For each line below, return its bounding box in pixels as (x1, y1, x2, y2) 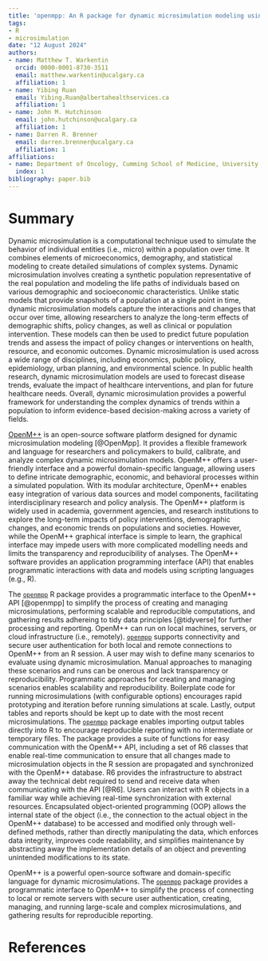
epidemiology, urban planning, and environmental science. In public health (8, 363, 254, 372)
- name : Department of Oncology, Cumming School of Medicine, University (8, 161, 259, 169)
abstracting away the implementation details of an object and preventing (8, 844, 246, 853)
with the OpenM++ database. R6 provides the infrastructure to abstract (8, 768, 242, 777)
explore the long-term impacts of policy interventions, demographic (8, 514, 231, 524)
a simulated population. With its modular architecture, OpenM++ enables (8, 480, 247, 490)
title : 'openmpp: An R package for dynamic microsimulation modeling (8, 11, 245, 20)
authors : (8, 49, 37, 57)
